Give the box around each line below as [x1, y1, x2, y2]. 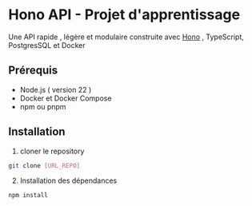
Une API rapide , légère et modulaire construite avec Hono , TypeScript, [8, 32, 244, 42]
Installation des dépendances [19, 176, 118, 185]
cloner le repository [19, 146, 85, 156]
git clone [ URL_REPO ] [8, 161, 81, 169]
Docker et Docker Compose [19, 93, 112, 103]
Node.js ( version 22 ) [19, 85, 92, 94]
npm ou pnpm [19, 101, 66, 111]
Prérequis [8, 64, 58, 77]
